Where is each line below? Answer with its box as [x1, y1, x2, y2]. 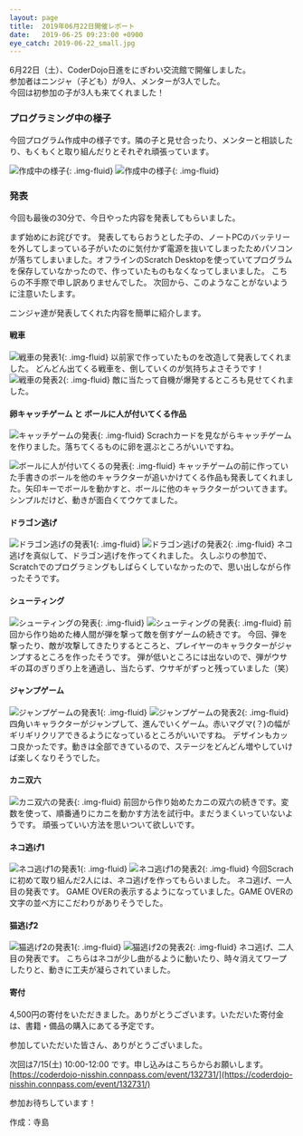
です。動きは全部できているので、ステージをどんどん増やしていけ [48, 741, 293, 752]
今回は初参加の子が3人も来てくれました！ [9, 87, 166, 98]
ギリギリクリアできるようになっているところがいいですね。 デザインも [9, 729, 273, 740]
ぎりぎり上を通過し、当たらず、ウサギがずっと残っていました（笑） [40, 663, 294, 674]
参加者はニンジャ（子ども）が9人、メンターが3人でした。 [9, 76, 225, 87]
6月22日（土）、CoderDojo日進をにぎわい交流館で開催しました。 [9, 64, 251, 75]
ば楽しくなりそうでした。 [9, 752, 105, 762]
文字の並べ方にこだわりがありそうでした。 [9, 898, 168, 908]
